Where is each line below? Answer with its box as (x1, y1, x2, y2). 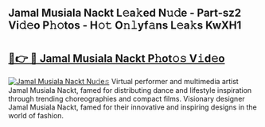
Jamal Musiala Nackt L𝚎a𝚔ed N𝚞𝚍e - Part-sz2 (8, 6, 241, 20)
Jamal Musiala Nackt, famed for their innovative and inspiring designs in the (8, 102, 257, 112)
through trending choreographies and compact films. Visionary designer (8, 94, 245, 103)
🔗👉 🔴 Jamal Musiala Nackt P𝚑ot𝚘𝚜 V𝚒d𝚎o (8, 52, 225, 65)
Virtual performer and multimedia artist (111, 77, 239, 86)
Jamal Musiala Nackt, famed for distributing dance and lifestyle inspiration (8, 86, 252, 94)
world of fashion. (8, 111, 64, 120)
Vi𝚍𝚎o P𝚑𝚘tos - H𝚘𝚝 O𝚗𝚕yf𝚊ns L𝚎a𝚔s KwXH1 (8, 19, 242, 33)
